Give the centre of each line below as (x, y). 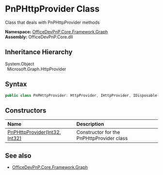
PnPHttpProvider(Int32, (34, 132)
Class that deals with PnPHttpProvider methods (52, 22)
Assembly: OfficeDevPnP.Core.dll (39, 37)
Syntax (16, 84)
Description (90, 124)
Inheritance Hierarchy (39, 52)
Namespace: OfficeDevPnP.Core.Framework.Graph (57, 32)
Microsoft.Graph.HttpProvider (37, 69)
